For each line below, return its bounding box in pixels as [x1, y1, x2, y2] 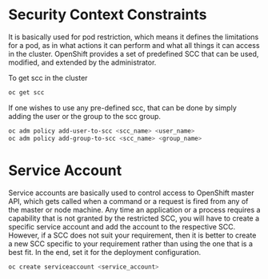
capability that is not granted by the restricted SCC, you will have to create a [8, 213, 260, 223]
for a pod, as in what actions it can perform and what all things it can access [8, 40, 260, 50]
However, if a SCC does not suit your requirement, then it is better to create [8, 230, 257, 240]
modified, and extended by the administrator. [8, 58, 157, 67]
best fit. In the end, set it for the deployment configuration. [8, 247, 202, 257]
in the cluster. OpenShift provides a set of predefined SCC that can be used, [8, 49, 259, 58]
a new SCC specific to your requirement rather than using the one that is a [8, 238, 254, 249]
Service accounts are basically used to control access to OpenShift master [8, 188, 254, 197]
